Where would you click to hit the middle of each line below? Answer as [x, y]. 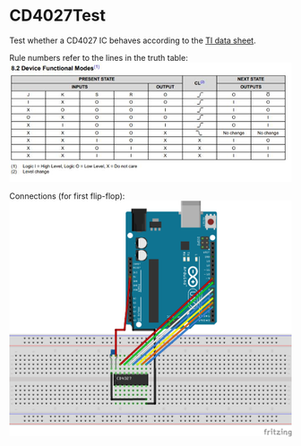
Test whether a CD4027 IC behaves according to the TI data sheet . [133, 40]
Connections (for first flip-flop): [67, 196]
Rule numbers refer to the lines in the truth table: [99, 57]
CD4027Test [57, 16]
